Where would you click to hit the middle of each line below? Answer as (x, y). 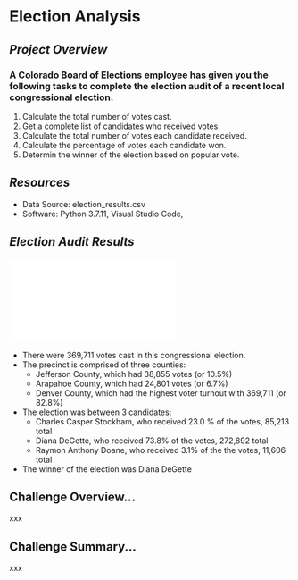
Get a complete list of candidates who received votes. (121, 126)
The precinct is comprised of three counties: (104, 365)
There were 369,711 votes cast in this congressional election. (134, 355)
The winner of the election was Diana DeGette (107, 469)
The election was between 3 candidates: (97, 412)
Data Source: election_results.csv (83, 204)
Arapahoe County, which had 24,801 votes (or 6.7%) (132, 383)
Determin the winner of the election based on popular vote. (131, 155)
